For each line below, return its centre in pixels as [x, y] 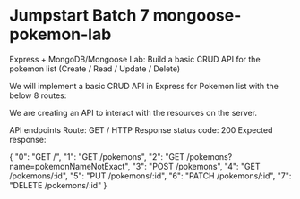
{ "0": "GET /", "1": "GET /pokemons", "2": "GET [97, 156]
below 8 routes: [38, 95]
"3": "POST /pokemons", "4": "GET [196, 166]
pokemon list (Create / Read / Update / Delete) [95, 69]
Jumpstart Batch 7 [79, 16]
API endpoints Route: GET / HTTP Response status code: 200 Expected [141, 129]
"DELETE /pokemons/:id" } [58, 185]
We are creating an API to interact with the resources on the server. [133, 112]
